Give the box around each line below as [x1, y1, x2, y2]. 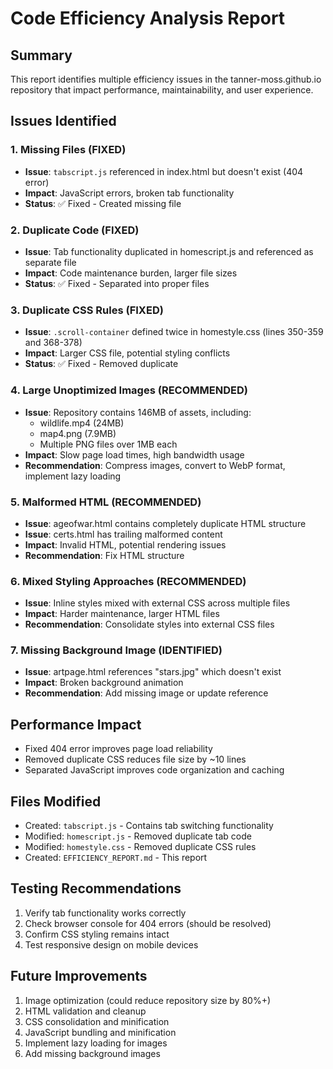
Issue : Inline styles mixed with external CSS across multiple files [24, 597, 291, 609]
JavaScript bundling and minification [24, 1026, 177, 1038]
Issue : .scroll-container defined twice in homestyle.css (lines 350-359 [24, 326, 324, 338]
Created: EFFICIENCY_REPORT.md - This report [24, 852, 208, 864]
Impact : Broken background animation [24, 677, 184, 689]
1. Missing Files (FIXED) [10, 143, 127, 157]
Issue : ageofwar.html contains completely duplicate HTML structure [24, 517, 307, 529]
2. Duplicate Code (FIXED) [10, 223, 140, 237]
